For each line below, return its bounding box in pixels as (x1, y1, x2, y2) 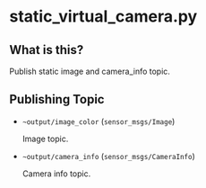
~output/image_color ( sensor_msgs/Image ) (21, 115, 176, 127)
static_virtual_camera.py (9, 6, 198, 27)
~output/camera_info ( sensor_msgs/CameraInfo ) (21, 150, 195, 161)
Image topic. (21, 133, 69, 144)
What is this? (9, 42, 84, 58)
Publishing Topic (9, 92, 105, 107)
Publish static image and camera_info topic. (9, 66, 170, 76)
